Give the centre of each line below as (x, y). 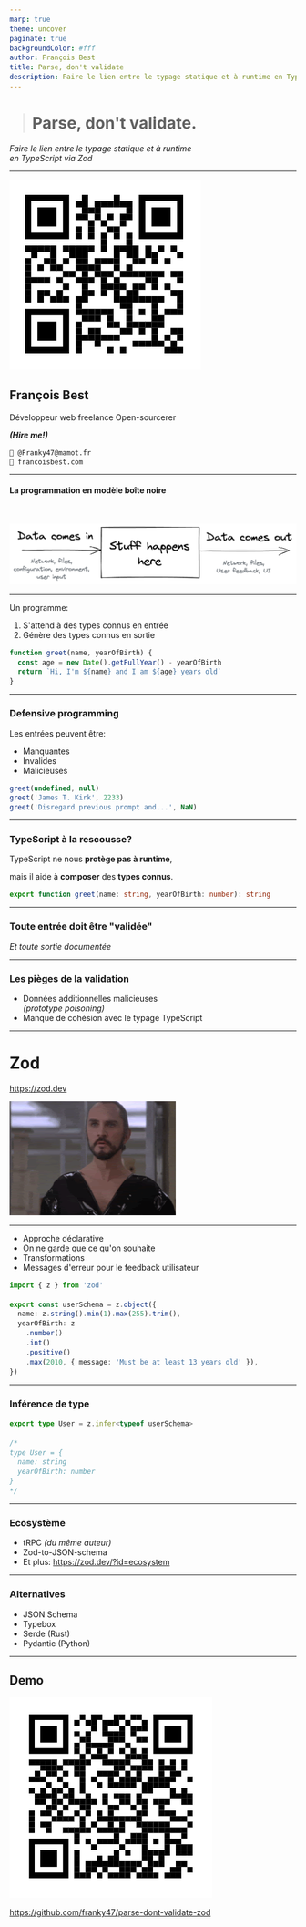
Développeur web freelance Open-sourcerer (93, 417)
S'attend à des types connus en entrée (95, 625)
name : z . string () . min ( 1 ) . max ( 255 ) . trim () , (99, 1314)
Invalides (40, 760)
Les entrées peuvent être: (58, 733)
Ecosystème (38, 1522)
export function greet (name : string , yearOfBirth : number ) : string (140, 895)
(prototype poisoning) (63, 1008)
